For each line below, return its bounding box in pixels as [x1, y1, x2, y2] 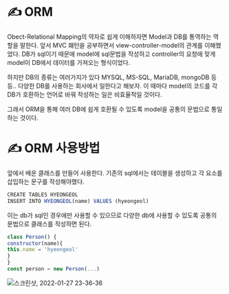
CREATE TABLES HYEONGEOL [7, 191, 78, 198]
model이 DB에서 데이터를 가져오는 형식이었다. [7, 58, 131, 66]
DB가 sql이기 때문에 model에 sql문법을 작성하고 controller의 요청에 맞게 [21, 50, 216, 58]
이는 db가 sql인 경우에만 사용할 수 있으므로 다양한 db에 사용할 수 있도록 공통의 [7, 210, 217, 219]
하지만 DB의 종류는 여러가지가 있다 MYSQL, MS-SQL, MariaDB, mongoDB [7, 72, 210, 81]
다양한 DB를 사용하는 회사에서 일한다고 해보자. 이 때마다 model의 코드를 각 [17, 81, 218, 90]
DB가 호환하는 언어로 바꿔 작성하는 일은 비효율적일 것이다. [7, 90, 162, 99]
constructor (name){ [7, 239, 63, 247]
